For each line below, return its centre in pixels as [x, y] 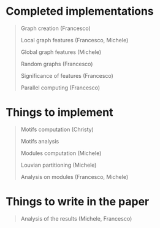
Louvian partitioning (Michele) [59, 165]
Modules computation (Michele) [61, 153]
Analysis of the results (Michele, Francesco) [76, 218]
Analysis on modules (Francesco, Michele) [74, 177]
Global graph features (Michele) [61, 52]
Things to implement [59, 112]
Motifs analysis [40, 141]
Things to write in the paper [78, 202]
